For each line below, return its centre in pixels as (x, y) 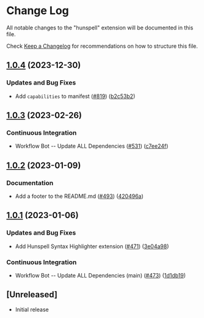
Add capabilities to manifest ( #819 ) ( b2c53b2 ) (75, 96)
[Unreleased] (32, 295)
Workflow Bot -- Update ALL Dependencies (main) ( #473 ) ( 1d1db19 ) (100, 275)
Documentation (30, 183)
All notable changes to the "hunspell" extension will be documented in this (100, 28)
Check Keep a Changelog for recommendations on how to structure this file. (102, 46)
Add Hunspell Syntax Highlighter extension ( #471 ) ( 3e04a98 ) (92, 246)
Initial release (32, 309)
